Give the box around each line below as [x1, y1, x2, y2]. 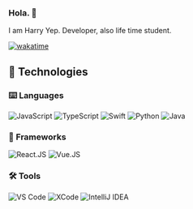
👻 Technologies [8, 65, 88, 79]
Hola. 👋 [8, 7, 37, 19]
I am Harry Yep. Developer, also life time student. [8, 26, 172, 36]
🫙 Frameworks [8, 131, 66, 143]
